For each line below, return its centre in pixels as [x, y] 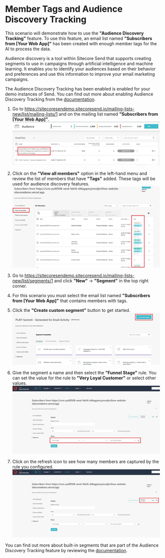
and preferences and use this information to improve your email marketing [80, 74]
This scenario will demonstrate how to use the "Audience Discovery [74, 33]
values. [19, 383]
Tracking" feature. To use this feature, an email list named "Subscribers [79, 38]
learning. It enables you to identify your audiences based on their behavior [81, 69]
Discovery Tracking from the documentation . [50, 99]
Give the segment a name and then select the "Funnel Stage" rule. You [84, 373]
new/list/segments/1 [32, 281]
